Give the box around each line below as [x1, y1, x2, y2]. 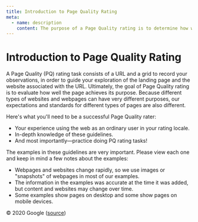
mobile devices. [14, 198, 54, 205]
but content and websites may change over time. [14, 185, 134, 192]
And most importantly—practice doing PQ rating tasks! [14, 137, 148, 144]
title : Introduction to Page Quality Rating [6, 8, 117, 15]
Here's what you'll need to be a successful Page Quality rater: [6, 113, 156, 120]
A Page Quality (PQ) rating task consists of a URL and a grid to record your [6, 70, 187, 78]
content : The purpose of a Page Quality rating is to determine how [16, 25, 189, 31]
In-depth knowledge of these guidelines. [14, 131, 114, 138]
